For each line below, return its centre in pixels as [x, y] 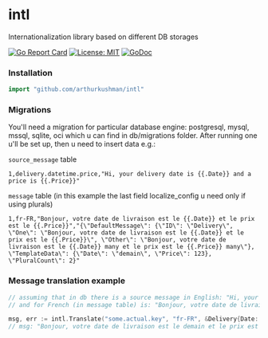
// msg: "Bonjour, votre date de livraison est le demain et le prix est [134, 327]
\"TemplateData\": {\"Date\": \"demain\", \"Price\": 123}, [110, 254]
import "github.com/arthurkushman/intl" [77, 89]
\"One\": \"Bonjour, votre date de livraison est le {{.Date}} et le [126, 233]
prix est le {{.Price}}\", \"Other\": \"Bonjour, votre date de [117, 240]
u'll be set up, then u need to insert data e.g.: [82, 144]
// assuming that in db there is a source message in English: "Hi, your [134, 297]
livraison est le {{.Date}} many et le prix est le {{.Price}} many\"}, [132, 247]
